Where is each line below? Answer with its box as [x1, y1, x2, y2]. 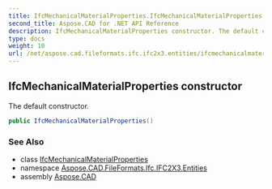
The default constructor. [8, 101, 89, 110]
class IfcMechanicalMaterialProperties [19, 154, 148, 164]
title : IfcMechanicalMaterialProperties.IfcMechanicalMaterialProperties [8, 11, 263, 20]
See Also [8, 135, 45, 147]
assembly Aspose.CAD [19, 171, 97, 181]
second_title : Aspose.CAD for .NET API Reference [8, 19, 180, 28]
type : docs [8, 34, 45, 43]
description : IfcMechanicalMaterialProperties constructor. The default [8, 27, 259, 35]
